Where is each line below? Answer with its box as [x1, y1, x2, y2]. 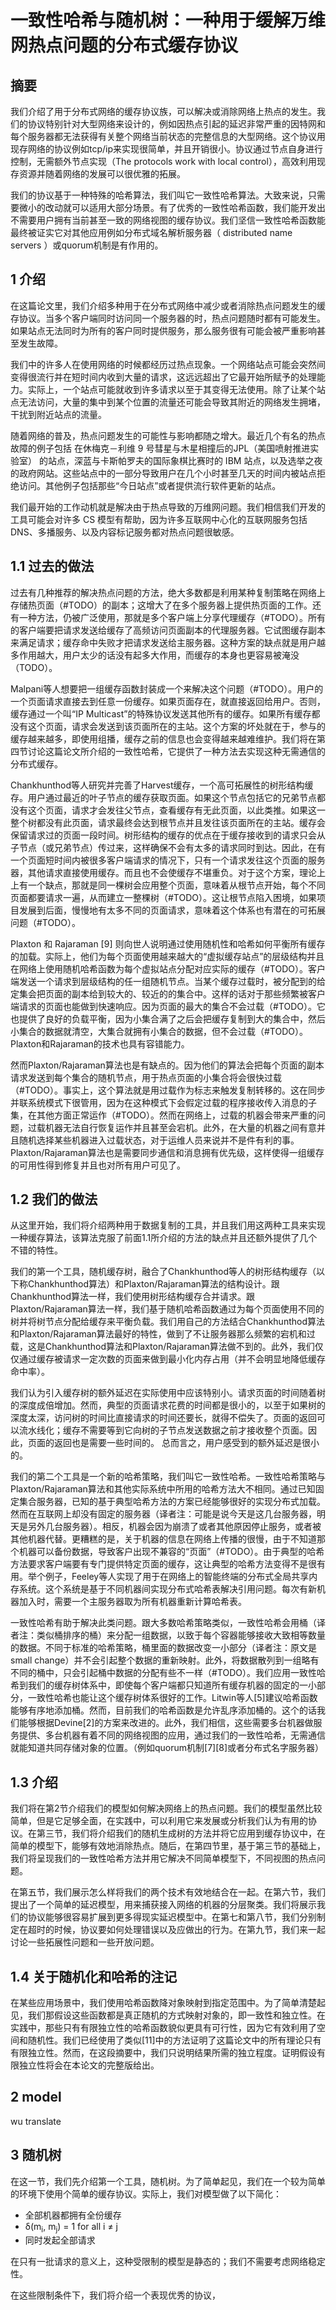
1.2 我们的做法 [10, 1191, 98, 1208]
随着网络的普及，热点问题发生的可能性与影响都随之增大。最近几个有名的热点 [10, 429, 326, 441]
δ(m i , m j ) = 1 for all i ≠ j [24, 2220, 118, 2235]
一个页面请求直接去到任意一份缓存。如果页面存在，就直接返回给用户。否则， [10, 695, 326, 707]
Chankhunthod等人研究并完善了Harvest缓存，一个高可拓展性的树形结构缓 [10, 779, 314, 791]
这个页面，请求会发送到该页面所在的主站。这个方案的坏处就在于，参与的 [27, 720, 326, 732]
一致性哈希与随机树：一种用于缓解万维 [10, 9, 327, 32]
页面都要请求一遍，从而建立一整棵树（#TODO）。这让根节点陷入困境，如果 [10, 891, 317, 903]
